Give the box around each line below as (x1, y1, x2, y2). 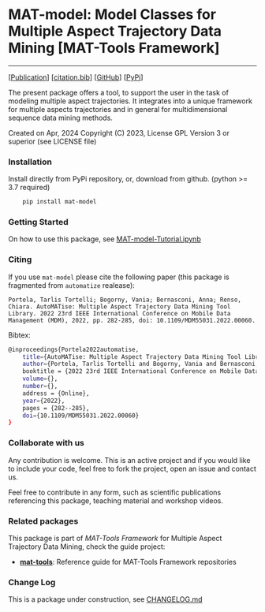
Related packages (8, 515, 79, 526)
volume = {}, (22, 375, 58, 383)
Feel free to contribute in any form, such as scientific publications (8, 487, 222, 497)
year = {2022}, (22, 397, 65, 405)
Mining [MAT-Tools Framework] (8, 39, 220, 57)
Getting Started (8, 217, 69, 228)
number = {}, (22, 382, 58, 390)
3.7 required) (8, 183, 50, 192)
